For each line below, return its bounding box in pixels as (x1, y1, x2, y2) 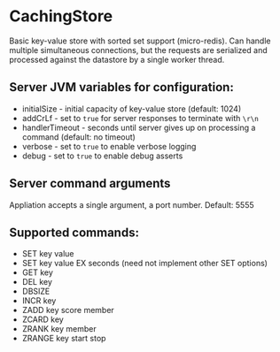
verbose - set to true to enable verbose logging (21, 141, 197, 151)
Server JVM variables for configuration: (9, 80, 235, 95)
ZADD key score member (21, 305, 115, 316)
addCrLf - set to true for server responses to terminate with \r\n (21, 112, 259, 123)
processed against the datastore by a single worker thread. (9, 54, 225, 65)
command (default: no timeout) (21, 131, 136, 142)
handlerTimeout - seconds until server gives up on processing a (21, 122, 256, 133)
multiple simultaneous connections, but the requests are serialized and (9, 44, 268, 55)
